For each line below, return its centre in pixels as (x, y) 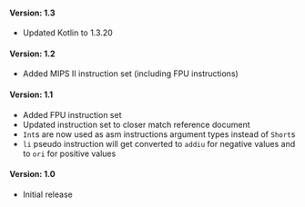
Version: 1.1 (31, 94)
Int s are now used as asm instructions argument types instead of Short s (159, 134)
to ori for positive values (69, 153)
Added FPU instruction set (72, 114)
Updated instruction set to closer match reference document (136, 124)
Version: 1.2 (33, 54)
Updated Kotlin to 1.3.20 (68, 33)
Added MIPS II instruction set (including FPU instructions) (130, 74)
